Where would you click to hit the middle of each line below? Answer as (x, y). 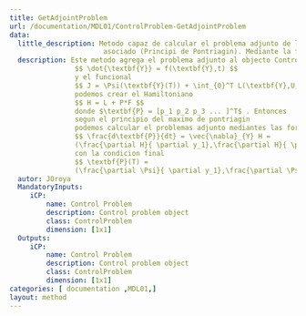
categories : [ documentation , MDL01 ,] (83, 289)
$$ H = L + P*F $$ (109, 102)
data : (20, 35)
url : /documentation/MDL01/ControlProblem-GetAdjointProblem (128, 26)
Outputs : (34, 238)
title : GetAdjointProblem (58, 18)
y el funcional (103, 77)
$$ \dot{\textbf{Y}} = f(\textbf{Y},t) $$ (156, 69)
